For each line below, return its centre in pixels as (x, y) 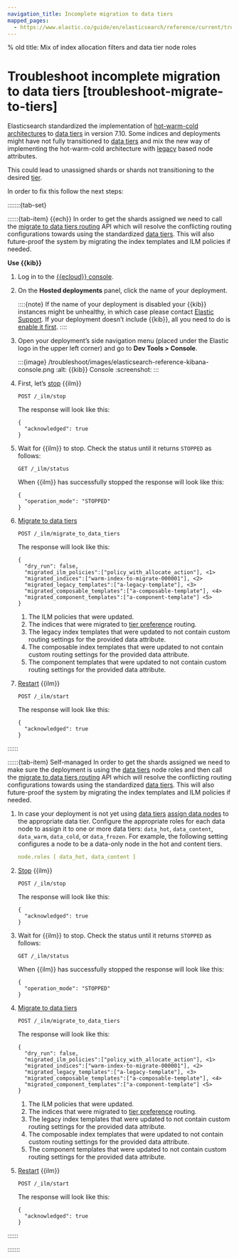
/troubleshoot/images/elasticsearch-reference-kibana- (128, 362)
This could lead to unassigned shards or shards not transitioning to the (111, 170)
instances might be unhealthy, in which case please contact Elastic (116, 312)
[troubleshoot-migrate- (153, 91)
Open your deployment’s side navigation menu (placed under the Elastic (123, 341)
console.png (36, 370)
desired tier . (25, 178)
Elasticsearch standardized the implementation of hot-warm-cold (103, 126)
